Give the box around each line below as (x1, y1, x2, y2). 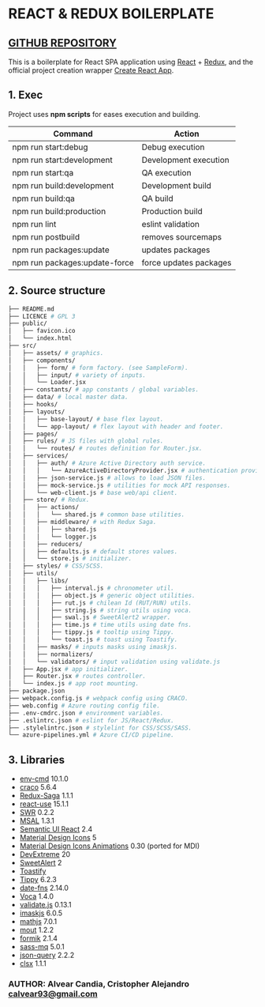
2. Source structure (8, 284, 106, 297)
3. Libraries (8, 752, 65, 767)
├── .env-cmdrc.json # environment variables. (8, 709, 164, 717)
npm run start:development (12, 154, 113, 165)
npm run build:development (12, 179, 114, 190)
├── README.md (8, 305, 55, 313)
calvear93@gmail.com (8, 988, 98, 999)
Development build (141, 179, 211, 190)
